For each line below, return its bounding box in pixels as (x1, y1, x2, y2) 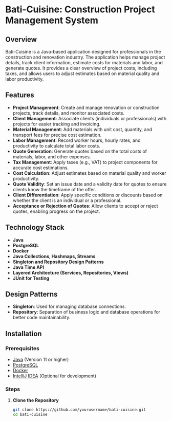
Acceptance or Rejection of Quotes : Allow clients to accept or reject (12, 203, 158, 209)
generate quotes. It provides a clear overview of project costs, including (5, 65, 157, 71)
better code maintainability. (12, 315, 71, 321)
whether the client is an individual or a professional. (12, 197, 122, 204)
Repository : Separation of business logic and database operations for (12, 309, 160, 315)
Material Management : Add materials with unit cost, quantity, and (12, 126, 153, 132)
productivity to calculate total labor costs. (12, 142, 101, 149)
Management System (5, 14, 99, 26)
